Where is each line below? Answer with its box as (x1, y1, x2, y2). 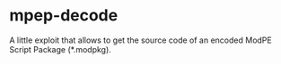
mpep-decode (9, 5, 119, 26)
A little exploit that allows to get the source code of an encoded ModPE (9, 35, 272, 45)
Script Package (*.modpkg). (9, 44, 112, 54)
